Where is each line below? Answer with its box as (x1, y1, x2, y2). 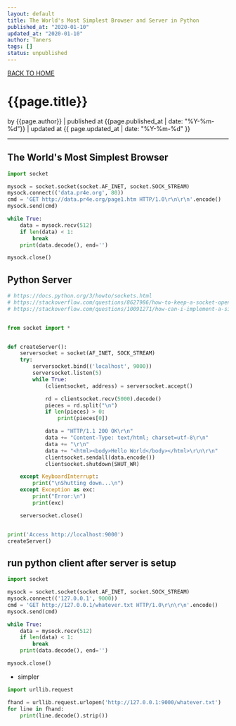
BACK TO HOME (7, 68, 55, 78)
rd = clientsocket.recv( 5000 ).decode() (44, 395, 162, 402)
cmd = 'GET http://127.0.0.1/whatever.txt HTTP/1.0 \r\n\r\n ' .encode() (7, 601, 218, 608)
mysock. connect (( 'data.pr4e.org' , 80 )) (7, 190, 124, 197)
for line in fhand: (7, 706, 65, 713)
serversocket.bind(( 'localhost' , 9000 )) (32, 363, 152, 370)
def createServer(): (7, 343, 68, 350)
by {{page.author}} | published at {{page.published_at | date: (7, 117, 183, 125)
